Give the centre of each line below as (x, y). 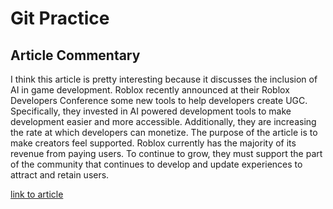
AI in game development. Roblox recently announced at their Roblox (150, 90)
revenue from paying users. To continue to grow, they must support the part (166, 153)
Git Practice (60, 18)
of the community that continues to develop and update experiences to (156, 164)
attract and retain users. (60, 175)
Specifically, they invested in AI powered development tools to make (151, 111)
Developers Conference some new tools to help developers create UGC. (159, 100)
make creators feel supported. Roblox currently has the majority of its (153, 143)
